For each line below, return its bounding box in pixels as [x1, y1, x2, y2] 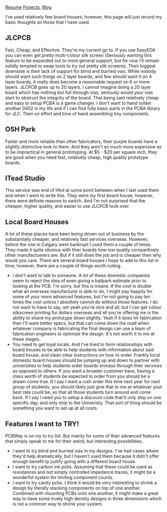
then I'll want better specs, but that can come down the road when [12, 320, 150, 326]
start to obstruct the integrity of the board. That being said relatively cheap [5, 94, 159, 100]
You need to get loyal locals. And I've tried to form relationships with [12, 342, 153, 348]
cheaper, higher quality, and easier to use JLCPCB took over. [5, 203, 130, 209]
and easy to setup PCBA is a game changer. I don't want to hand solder [5, 100, 152, 106]
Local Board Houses [5, 217, 69, 226]
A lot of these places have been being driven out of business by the [5, 231, 144, 237]
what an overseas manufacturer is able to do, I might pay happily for [12, 288, 153, 294]
